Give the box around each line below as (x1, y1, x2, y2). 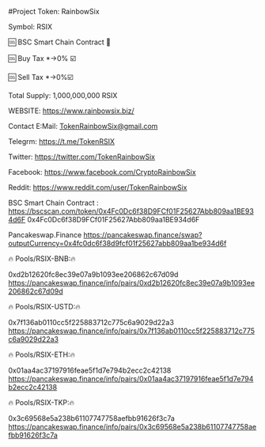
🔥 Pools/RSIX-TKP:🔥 (8, 398, 75, 407)
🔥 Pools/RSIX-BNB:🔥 (8, 254, 77, 263)
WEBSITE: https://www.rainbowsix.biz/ (8, 106, 134, 116)
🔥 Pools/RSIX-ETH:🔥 (8, 350, 76, 359)
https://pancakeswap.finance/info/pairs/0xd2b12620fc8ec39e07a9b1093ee (8, 278, 256, 287)
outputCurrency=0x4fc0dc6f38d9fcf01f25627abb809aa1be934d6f (8, 239, 227, 248)
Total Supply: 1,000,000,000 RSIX (8, 91, 118, 100)
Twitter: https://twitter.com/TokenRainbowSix (8, 152, 156, 161)
